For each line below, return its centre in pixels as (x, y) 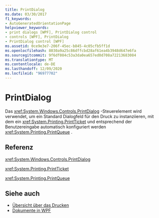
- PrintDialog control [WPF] (35, 42)
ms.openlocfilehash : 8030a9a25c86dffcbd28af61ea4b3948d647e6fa (71, 50)
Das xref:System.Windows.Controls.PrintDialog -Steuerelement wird (73, 111)
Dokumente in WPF (31, 211)
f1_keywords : (18, 19)
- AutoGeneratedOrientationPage (38, 23)
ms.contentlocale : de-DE (30, 64)
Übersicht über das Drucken (40, 205)
